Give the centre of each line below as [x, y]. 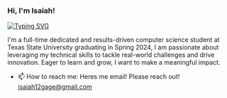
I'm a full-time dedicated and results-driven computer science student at [113, 40]
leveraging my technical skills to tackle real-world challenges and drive [111, 55]
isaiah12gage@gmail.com [55, 87]
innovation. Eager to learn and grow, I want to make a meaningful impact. [114, 62]
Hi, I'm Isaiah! [31, 11]
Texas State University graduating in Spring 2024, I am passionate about [113, 48]
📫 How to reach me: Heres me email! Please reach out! [99, 77]
